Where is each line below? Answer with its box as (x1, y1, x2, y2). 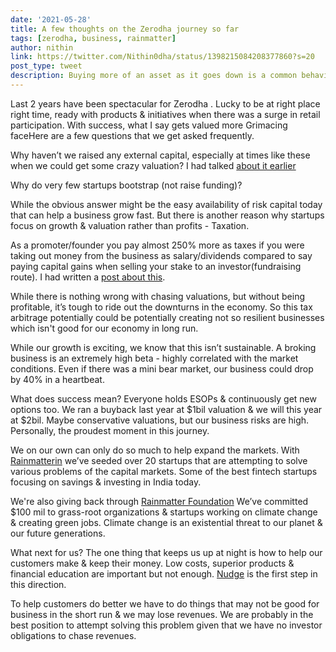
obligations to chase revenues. (10, 629, 137, 641)
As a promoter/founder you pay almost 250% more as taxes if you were (10, 239, 305, 251)
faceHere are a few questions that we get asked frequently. (10, 129, 255, 141)
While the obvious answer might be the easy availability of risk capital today (10, 198, 323, 210)
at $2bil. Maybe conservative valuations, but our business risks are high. (10, 414, 310, 426)
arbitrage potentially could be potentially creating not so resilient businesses (10, 311, 325, 323)
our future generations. (10, 527, 106, 539)
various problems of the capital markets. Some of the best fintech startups (10, 465, 318, 477)
